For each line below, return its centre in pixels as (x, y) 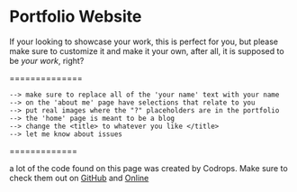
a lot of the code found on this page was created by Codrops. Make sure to (148, 168)
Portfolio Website (76, 17)
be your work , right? (47, 60)
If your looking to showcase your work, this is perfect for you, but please (144, 41)
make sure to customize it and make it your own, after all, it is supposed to (147, 50)
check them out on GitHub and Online (79, 178)
